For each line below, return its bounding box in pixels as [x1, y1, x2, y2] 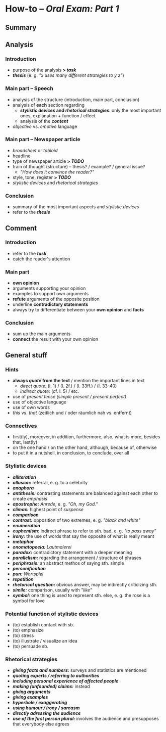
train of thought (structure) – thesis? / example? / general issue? [12, 163, 145, 169]
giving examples [12, 694, 48, 700]
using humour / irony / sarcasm [12, 705, 80, 711]
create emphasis [12, 495, 48, 501]
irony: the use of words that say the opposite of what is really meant [12, 533, 154, 539]
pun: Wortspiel [12, 571, 44, 577]
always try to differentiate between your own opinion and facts [12, 307, 144, 313]
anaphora [12, 485, 34, 491]
